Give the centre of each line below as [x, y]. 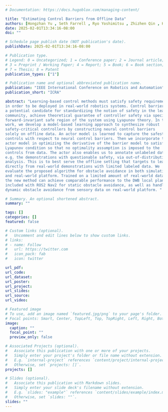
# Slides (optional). [28, 378]
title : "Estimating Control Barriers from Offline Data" [66, 19]
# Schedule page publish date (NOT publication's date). [66, 42]
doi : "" [13, 33]
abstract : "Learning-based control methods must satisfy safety [73, 101]
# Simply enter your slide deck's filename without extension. [74, 388]
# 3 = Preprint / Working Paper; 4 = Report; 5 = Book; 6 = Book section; [85, 65]
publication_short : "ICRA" [33, 92]
